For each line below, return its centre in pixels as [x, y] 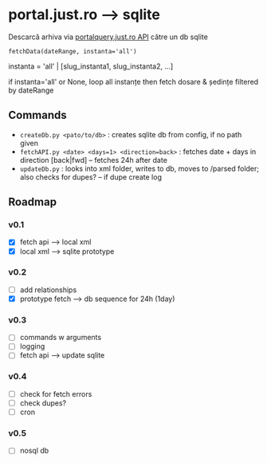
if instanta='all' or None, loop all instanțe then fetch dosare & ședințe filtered [133, 81]
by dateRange [31, 90]
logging [32, 346]
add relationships [48, 290]
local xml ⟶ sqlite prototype [67, 251]
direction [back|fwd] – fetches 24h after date [93, 160]
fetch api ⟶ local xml [55, 242]
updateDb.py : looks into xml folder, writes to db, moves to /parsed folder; [139, 168]
